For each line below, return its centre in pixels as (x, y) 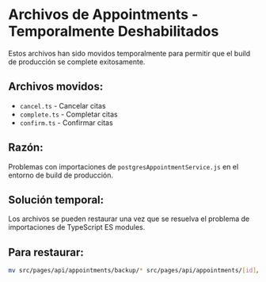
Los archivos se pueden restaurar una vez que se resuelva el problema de (129, 219)
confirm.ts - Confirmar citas (66, 122)
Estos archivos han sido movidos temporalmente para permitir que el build (129, 53)
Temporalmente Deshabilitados (114, 31)
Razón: (26, 148)
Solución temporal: (56, 200)
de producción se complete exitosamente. (77, 62)
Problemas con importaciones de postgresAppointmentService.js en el (123, 166)
